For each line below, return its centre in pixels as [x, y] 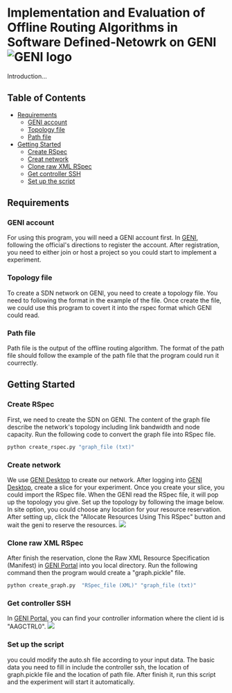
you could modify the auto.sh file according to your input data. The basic [111, 660]
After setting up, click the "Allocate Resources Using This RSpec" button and [116, 516]
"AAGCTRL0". [27, 626]
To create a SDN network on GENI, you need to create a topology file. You [113, 293]
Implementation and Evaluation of [106, 13]
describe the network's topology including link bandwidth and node [104, 427]
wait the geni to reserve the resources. [62, 524]
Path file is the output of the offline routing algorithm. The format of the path [116, 348]
